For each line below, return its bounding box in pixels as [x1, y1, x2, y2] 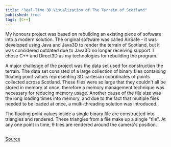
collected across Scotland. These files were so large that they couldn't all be [5, 79, 166, 85]
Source [5, 136, 20, 142]
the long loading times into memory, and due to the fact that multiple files [5, 95, 159, 101]
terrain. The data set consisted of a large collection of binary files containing [5, 68, 166, 74]
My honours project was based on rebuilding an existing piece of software [5, 31, 162, 37]
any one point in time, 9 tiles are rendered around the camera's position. [5, 121, 157, 128]
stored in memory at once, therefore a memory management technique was [5, 85, 165, 91]
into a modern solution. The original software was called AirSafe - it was [5, 36, 157, 43]
